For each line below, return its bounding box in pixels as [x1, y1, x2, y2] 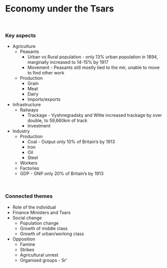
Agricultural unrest [19, 252, 58, 258]
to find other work [27, 70, 64, 76]
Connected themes [5, 193, 53, 200]
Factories [19, 165, 39, 171]
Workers [19, 160, 37, 166]
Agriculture [12, 43, 36, 49]
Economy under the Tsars [5, 3, 114, 14]
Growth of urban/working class [19, 231, 84, 237]
